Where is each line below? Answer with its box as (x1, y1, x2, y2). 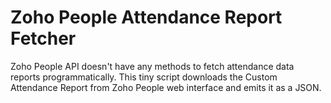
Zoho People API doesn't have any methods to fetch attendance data (10, 60, 295, 72)
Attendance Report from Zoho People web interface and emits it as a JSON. (10, 81, 322, 93)
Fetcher (10, 27, 77, 50)
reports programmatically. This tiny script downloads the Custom (10, 71, 278, 83)
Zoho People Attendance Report (10, 6, 283, 29)
